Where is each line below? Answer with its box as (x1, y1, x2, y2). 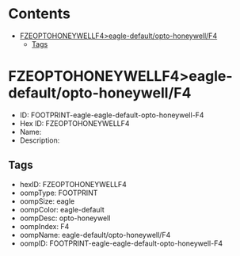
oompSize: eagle (19, 196, 75, 206)
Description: (19, 136, 60, 145)
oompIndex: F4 (19, 221, 70, 231)
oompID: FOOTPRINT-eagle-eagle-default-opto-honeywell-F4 (19, 239, 223, 248)
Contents (8, 5, 71, 23)
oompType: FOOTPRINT (19, 188, 98, 197)
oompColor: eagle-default (19, 204, 105, 214)
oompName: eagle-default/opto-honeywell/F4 (19, 230, 171, 239)
